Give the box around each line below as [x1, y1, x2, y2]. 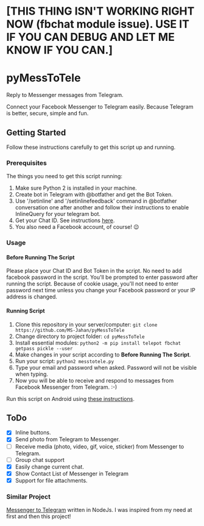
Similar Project [6, 492, 51, 501]
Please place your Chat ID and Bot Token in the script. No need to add [6, 267, 182, 275]
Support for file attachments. [15, 477, 88, 484]
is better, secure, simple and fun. [6, 110, 89, 117]
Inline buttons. [15, 429, 51, 436]
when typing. [15, 370, 49, 378]
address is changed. [6, 293, 58, 300]
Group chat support [15, 456, 65, 463]
